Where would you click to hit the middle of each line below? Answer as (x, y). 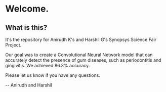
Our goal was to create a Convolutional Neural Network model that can (79, 55)
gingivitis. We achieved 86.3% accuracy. (48, 65)
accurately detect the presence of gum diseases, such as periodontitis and (83, 60)
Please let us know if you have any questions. (53, 75)
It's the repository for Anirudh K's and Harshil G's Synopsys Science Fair (81, 39)
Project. (13, 45)
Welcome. (27, 9)
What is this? (26, 28)
